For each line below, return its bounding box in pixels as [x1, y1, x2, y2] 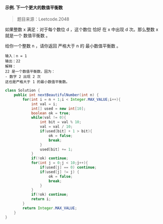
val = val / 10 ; [39, 124, 73, 129]
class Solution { [5, 88, 40, 93]
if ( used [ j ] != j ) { [39, 169, 79, 174]
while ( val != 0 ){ [31, 115, 67, 120]
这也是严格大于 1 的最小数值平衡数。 [5, 79, 70, 85]
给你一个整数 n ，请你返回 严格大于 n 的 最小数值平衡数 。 [5, 43, 121, 49]
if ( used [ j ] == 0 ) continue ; [39, 165, 97, 170]
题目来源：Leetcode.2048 [17, 16, 70, 22]
